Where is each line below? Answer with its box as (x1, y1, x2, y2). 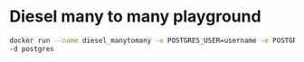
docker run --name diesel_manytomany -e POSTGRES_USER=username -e (9, 36, 270, 45)
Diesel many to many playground (9, 6, 261, 27)
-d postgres (9, 44, 54, 53)
